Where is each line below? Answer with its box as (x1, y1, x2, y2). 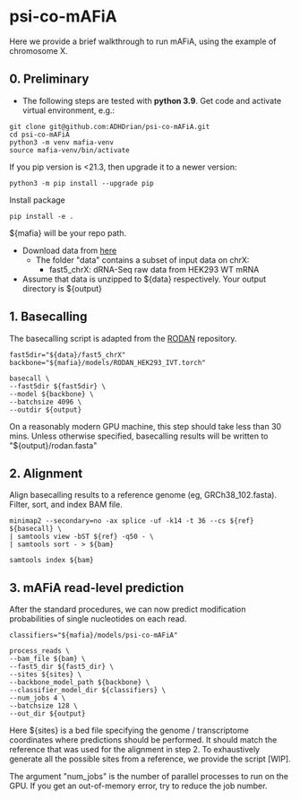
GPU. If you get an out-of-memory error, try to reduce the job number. (9, 780, 268, 791)
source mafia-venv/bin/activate (9, 145, 130, 154)
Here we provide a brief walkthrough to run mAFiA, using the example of (9, 36, 277, 47)
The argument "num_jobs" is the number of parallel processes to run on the (9, 771, 289, 782)
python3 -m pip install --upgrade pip (9, 178, 154, 187)
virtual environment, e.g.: (21, 105, 115, 116)
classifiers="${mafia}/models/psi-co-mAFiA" (9, 630, 178, 640)
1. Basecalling (9, 309, 88, 325)
